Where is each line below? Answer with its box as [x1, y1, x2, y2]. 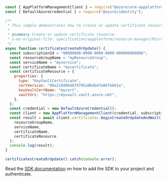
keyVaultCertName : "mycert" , [18, 88, 79, 92]
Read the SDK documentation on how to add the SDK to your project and [5, 166, 154, 172]
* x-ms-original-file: [7, 37, 55, 42]
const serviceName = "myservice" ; [9, 60, 81, 65]
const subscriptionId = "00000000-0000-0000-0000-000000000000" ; [9, 50, 148, 56]
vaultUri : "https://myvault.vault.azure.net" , [18, 92, 117, 97]
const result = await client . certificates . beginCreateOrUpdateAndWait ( [9, 115, 162, 120]
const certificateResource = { [9, 69, 75, 74]
